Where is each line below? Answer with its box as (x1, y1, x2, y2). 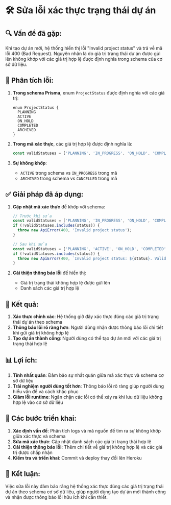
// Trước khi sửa (12, 213, 52, 219)
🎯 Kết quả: (5, 300, 39, 308)
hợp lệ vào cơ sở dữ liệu (12, 399, 63, 405)
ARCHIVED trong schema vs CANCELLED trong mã (20, 175, 117, 181)
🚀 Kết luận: (5, 470, 41, 478)
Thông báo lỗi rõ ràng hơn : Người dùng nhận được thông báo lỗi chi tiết (12, 324, 163, 330)
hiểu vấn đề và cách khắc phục (12, 388, 79, 394)
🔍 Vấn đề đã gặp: (5, 29, 62, 38)
